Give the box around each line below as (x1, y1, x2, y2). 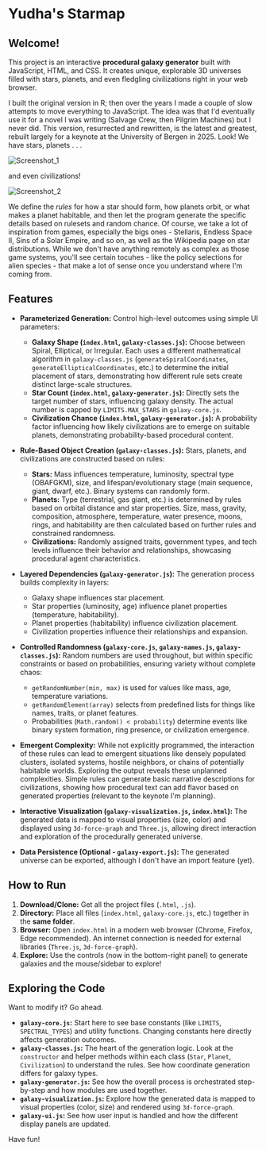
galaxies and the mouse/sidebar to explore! (19, 959, 162, 968)
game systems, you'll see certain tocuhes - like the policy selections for (8, 253, 243, 262)
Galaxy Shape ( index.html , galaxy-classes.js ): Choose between (31, 337, 245, 346)
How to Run (8, 878, 67, 892)
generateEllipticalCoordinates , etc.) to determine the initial (31, 362, 229, 372)
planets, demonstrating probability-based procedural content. (31, 430, 234, 439)
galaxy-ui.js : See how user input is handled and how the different (19, 1111, 238, 1121)
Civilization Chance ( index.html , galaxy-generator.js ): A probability (31, 413, 258, 423)
